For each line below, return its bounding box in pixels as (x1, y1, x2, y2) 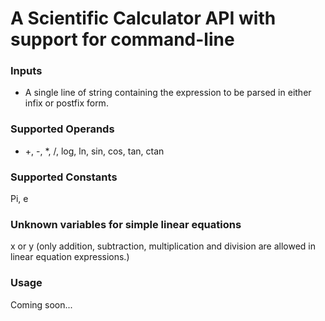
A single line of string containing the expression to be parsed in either (24, 87, 312, 99)
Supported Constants (10, 170, 118, 184)
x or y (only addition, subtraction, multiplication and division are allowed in (10, 240, 317, 252)
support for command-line (10, 28, 235, 51)
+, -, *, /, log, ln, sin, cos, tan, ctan (24, 145, 165, 157)
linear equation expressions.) (10, 251, 130, 263)
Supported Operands (10, 122, 115, 136)
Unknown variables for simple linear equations (10, 218, 242, 231)
